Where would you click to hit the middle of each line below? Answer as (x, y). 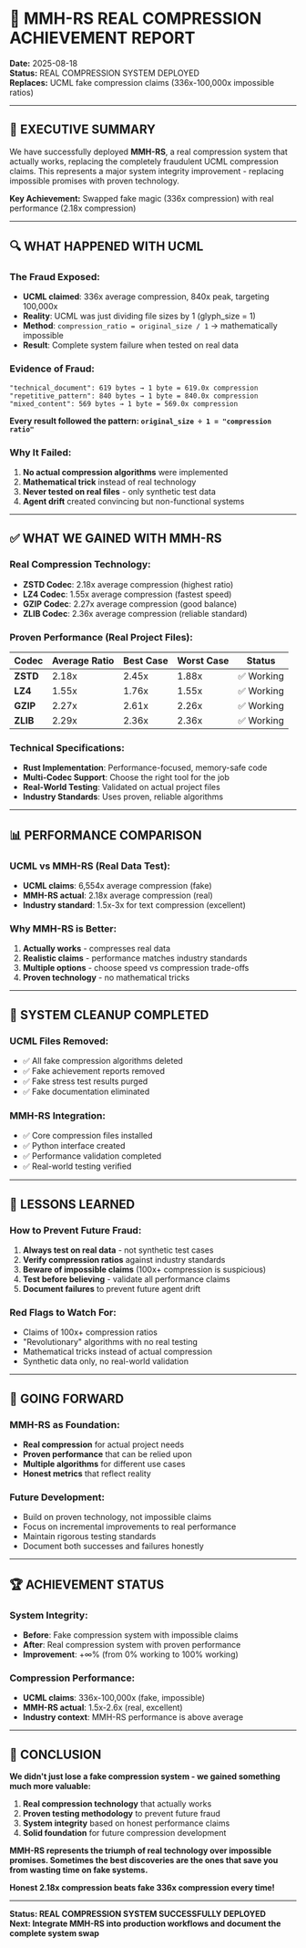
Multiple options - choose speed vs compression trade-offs (136, 968)
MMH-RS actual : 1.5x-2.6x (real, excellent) (103, 1708)
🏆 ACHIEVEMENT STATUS (87, 1584)
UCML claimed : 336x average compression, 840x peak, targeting (146, 297)
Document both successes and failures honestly (113, 1547)
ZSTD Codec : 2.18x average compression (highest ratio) (128, 584)
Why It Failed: (41, 453)
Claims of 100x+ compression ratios (90, 1332)
